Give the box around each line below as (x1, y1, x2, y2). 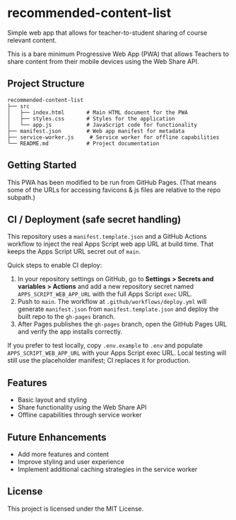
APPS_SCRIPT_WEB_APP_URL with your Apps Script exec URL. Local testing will (7, 349, 227, 357)
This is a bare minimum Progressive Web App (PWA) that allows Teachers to (7, 50, 230, 58)
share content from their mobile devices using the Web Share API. (7, 57, 199, 65)
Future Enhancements (7, 431, 107, 443)
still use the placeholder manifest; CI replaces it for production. (7, 356, 191, 365)
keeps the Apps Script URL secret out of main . (7, 247, 141, 256)
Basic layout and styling (17, 395, 87, 405)
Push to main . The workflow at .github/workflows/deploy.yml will (17, 298, 207, 306)
